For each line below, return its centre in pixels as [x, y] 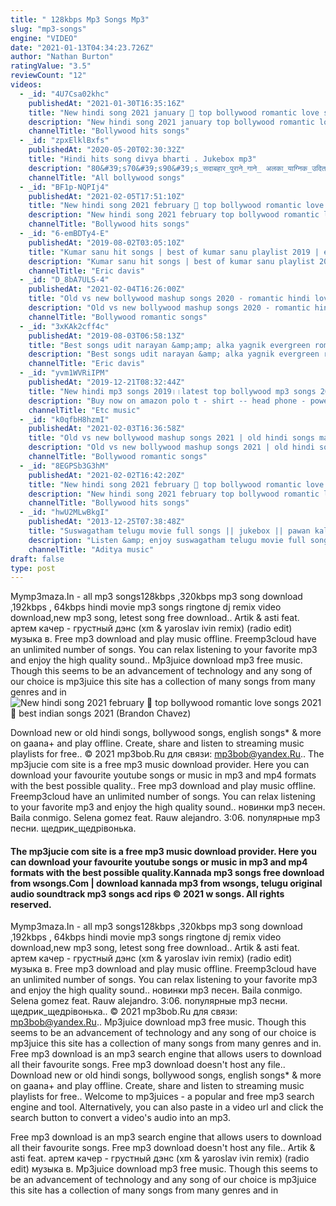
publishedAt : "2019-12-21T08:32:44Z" [107, 382]
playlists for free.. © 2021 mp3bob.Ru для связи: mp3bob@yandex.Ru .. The [167, 754]
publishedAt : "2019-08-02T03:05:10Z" [107, 242]
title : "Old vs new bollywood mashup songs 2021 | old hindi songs [171, 438]
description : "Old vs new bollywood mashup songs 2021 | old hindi [171, 447]
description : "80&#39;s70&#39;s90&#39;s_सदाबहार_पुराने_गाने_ [145, 168]
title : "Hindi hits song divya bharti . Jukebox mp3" [142, 159]
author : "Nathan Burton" [62, 57]
